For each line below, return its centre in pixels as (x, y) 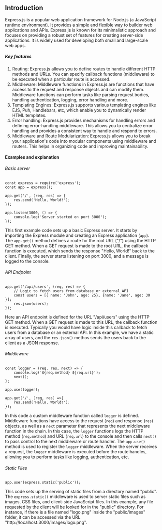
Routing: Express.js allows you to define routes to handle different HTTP (84, 69)
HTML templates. (29, 115)
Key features (18, 57)
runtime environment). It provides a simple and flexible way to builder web (79, 25)
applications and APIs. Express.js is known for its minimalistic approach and (81, 30)
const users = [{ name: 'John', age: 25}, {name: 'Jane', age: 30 (82, 295)
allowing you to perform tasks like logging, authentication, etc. (67, 457)
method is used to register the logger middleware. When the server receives (81, 447)
